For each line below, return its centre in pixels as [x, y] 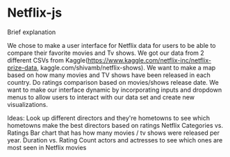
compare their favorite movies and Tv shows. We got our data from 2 [106, 53]
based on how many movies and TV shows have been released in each [109, 75]
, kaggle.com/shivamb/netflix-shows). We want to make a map [126, 67]
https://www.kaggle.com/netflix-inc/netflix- [150, 60]
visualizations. [28, 104]
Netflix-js [35, 13]
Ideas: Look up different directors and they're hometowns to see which [109, 118]
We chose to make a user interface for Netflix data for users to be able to [112, 45]
